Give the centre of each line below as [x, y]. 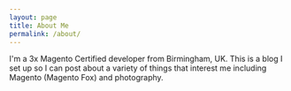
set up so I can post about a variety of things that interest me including [138, 68]
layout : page [33, 17]
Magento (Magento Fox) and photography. [86, 78]
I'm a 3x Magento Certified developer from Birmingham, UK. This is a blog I [146, 59]
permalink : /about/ [45, 34]
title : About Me [39, 26]
